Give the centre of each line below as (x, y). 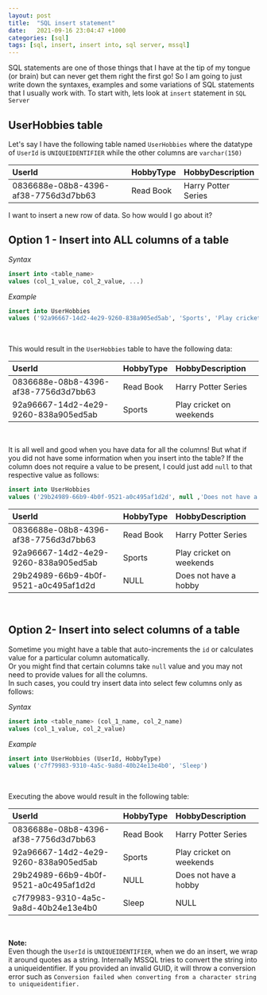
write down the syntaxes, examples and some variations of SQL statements (132, 85)
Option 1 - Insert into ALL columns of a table (118, 240)
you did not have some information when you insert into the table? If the (126, 459)
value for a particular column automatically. (79, 657)
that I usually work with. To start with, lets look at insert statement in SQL (127, 93)
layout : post (30, 15)
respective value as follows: (54, 475)
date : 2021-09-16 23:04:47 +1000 (67, 30)
